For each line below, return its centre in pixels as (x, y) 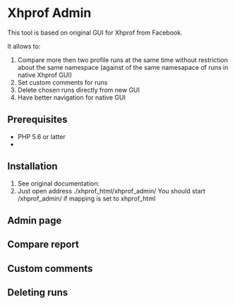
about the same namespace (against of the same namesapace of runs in (123, 67)
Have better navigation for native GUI (71, 97)
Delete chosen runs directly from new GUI (78, 90)
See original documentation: (59, 183)
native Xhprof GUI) (45, 75)
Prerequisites (37, 120)
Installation (32, 166)
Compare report (43, 245)
